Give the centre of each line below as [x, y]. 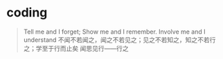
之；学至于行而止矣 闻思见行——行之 [76, 48]
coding [27, 13]
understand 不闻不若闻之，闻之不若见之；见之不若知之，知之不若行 [119, 40]
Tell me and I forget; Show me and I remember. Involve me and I [114, 32]
